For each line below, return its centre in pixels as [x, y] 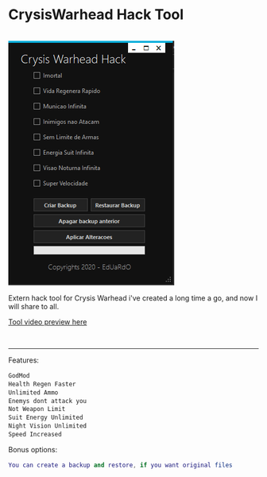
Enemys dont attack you [48, 401]
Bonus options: [33, 449]
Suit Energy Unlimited [46, 418]
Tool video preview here [48, 322]
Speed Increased [35, 435]
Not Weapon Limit [37, 409]
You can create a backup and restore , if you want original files [120, 465]
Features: [24, 360]
